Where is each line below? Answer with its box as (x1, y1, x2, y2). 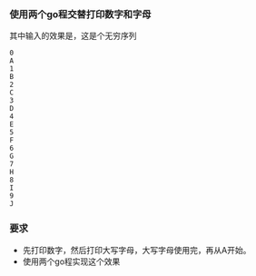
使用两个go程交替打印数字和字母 (9, 7, 152, 20)
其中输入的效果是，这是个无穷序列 (9, 30, 137, 42)
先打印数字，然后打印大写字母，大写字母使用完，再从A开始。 (22, 244, 251, 255)
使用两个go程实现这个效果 (22, 256, 121, 267)
